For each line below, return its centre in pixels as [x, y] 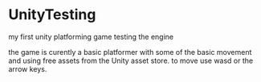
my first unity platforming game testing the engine [91, 37]
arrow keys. [28, 68]
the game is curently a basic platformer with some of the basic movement [130, 52]
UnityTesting [52, 15]
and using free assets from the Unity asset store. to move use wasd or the [131, 61]
